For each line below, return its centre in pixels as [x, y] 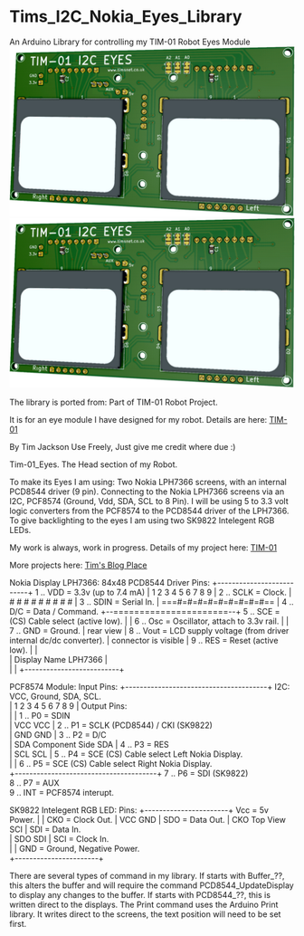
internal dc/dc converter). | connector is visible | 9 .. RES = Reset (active [144, 641]
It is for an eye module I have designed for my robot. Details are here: [138, 420]
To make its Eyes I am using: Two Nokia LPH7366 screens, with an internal [148, 482]
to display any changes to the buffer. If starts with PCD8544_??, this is [140, 895]
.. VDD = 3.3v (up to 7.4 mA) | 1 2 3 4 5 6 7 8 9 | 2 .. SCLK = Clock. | [166, 592]
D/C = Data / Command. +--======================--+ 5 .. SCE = [145, 612]
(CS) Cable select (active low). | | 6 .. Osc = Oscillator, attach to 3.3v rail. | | [149, 621]
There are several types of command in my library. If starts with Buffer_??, [147, 876]
